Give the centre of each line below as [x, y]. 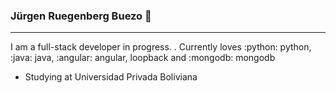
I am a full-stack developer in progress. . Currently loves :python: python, [161, 47]
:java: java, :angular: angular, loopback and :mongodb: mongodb [143, 58]
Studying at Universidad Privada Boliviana [111, 77]
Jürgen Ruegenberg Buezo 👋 [81, 16]
